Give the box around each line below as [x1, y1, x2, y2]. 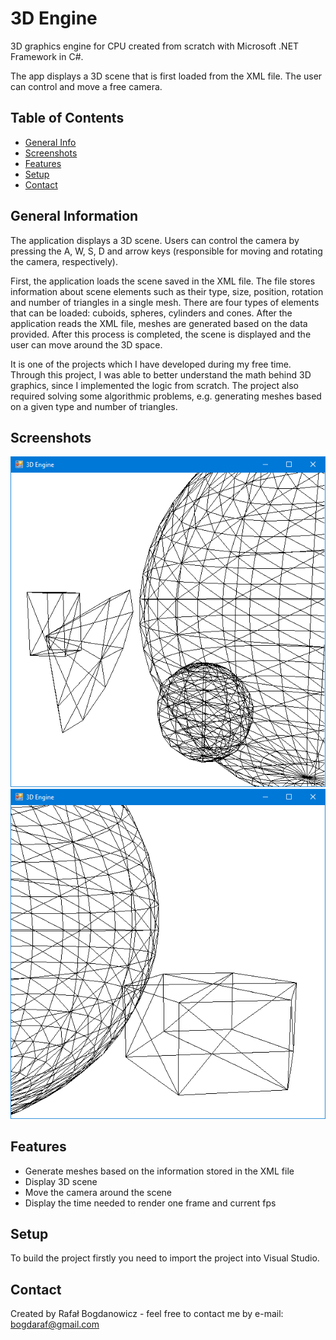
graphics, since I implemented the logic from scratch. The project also [10, 379, 299, 391]
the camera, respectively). [10, 255, 118, 267]
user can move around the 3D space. [10, 338, 163, 351]
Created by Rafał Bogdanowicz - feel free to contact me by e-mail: [10, 1308, 284, 1320]
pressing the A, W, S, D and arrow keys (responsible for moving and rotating [10, 245, 323, 257]
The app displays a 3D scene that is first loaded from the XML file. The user [10, 70, 323, 82]
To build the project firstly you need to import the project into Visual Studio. [10, 1252, 320, 1264]
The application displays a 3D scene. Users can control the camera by [10, 234, 300, 246]
